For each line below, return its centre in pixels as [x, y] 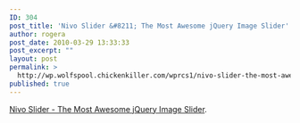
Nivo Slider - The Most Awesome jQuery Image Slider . [108, 109]
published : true [39, 84]
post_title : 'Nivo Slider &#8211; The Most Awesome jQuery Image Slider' [150, 26]
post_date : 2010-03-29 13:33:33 [69, 42]
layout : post [33, 59]
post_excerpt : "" [42, 51]
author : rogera [37, 34]
